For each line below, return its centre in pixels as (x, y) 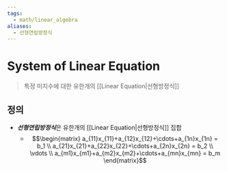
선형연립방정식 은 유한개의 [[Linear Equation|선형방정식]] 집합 (99, 128)
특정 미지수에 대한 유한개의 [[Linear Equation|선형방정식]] (102, 86)
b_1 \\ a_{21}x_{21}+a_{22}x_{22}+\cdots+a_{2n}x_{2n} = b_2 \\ (125, 146)
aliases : (19, 26)
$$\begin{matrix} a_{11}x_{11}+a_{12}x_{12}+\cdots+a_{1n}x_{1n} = (125, 139)
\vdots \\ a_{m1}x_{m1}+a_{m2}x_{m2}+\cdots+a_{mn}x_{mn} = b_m (125, 153)
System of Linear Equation (84, 66)
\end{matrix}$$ (125, 160)
